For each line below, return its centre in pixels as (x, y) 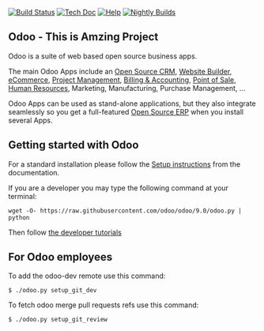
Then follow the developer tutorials (65, 232)
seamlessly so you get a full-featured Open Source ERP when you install (126, 111)
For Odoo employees (60, 257)
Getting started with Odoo (74, 145)
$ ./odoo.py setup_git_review (58, 320)
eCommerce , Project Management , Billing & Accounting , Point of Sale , (123, 80)
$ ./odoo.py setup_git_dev (53, 291)
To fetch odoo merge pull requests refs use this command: (104, 305)
